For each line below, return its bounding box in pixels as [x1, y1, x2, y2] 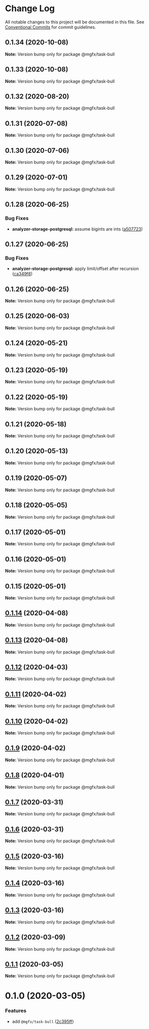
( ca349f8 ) [12, 271, 33, 277]
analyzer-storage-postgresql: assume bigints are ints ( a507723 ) [12, 226, 143, 232]
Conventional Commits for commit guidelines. [5, 24, 96, 30]
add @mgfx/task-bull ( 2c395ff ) [12, 1018, 74, 1024]
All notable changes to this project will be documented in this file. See [5, 19, 145, 25]
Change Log [5, 3, 55, 14]
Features [5, 1008, 27, 1014]
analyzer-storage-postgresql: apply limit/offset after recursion [12, 266, 139, 271]
